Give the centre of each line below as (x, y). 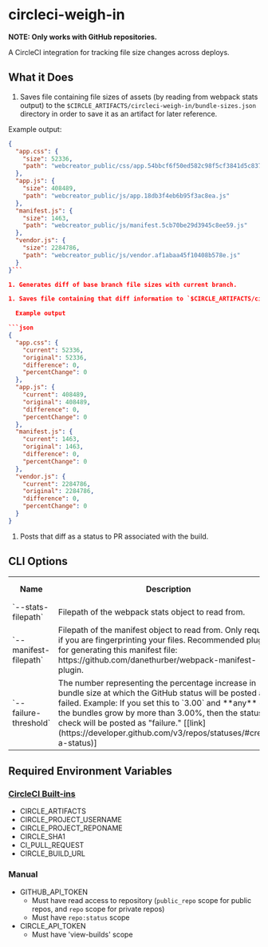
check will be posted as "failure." (120, 722)
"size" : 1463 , (46, 218)
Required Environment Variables (91, 771)
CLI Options (38, 561)
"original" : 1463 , (53, 447)
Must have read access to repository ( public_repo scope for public (142, 900)
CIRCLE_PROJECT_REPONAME (71, 828)
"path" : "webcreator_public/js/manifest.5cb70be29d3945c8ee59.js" (135, 225)
